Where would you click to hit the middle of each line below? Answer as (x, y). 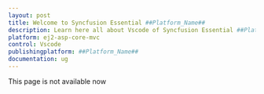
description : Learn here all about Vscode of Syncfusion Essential (121, 30)
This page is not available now (57, 81)
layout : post (29, 15)
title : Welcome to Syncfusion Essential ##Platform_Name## (107, 23)
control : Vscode (35, 45)
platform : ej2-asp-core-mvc (54, 37)
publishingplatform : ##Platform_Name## (73, 52)
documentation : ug (38, 60)
